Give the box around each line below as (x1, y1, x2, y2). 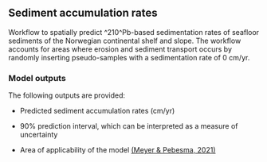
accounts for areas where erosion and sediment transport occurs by (8, 44, 233, 54)
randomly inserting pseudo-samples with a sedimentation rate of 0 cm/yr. (8, 52, 250, 62)
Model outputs (8, 72, 66, 83)
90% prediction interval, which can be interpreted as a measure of (19, 121, 238, 131)
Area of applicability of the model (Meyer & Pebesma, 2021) (19, 145, 217, 155)
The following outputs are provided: (8, 91, 126, 100)
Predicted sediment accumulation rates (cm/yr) (19, 106, 175, 116)
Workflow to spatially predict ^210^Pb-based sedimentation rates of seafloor (8, 27, 260, 37)
